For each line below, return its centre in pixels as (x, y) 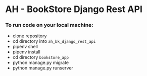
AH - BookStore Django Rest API (74, 9)
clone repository (30, 36)
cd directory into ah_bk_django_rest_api (54, 41)
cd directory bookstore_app (41, 57)
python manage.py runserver (43, 68)
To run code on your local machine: (49, 25)
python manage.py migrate (41, 63)
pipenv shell (25, 47)
